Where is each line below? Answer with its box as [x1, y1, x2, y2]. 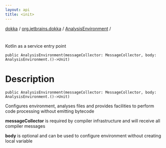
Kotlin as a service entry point [5, 43, 66, 49]
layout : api [5, 7, 30, 12]
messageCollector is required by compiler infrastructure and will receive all [5, 118, 161, 124]
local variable [5, 138, 33, 144]
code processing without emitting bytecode [5, 108, 94, 114]
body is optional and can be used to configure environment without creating [5, 133, 162, 139]
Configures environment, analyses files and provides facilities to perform [5, 103, 155, 109]
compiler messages [5, 123, 46, 129]
